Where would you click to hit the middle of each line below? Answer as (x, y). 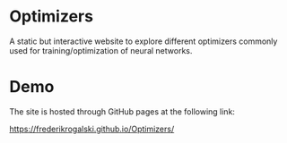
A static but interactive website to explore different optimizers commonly (143, 41)
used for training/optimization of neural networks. (101, 50)
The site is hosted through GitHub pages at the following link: (122, 111)
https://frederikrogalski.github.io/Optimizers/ (92, 129)
